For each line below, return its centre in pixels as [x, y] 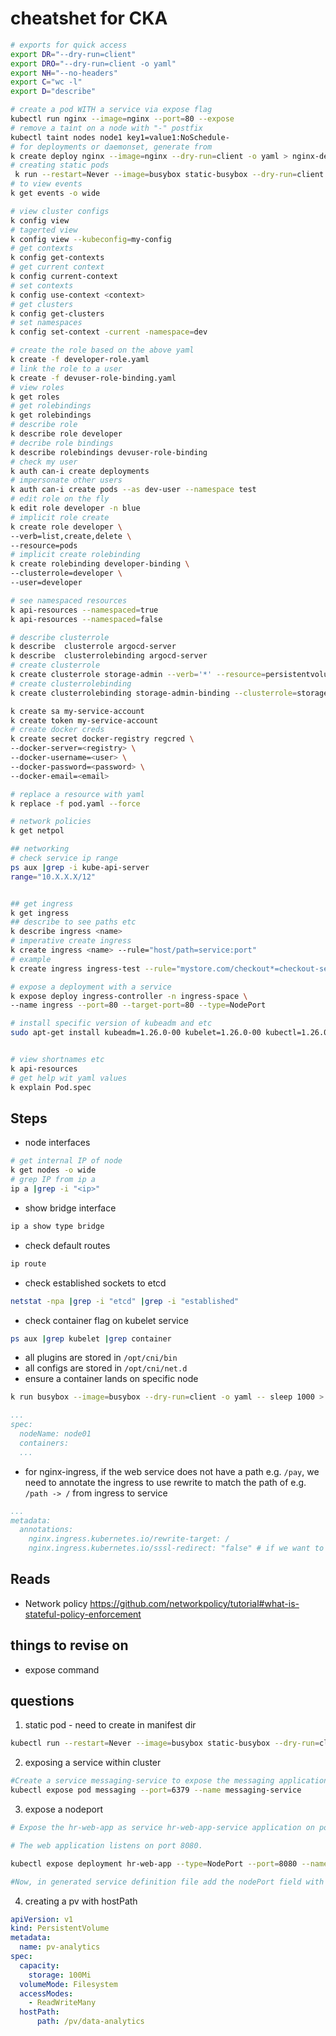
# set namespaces [46, 323]
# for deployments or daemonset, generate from [111, 147]
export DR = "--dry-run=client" [73, 54]
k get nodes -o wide [53, 1170]
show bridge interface [70, 1208]
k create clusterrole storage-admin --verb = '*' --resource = [138, 675]
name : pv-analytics [60, 1947]
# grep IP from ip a [53, 1180]
